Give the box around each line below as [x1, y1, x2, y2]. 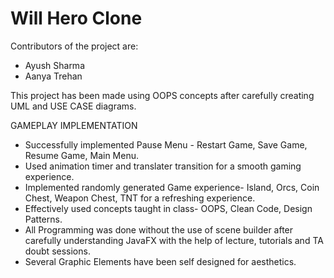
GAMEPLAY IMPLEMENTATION [10, 119, 138, 131]
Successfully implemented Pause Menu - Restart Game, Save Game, [24, 138, 308, 151]
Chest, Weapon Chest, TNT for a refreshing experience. [24, 192, 256, 204]
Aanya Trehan [24, 70, 83, 82]
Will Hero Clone [10, 7, 143, 30]
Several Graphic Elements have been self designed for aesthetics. [24, 255, 297, 267]
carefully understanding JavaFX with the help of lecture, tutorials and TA [24, 234, 324, 246]
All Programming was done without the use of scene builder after [24, 223, 294, 236]
